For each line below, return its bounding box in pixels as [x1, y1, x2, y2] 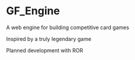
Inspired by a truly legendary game [6, 35, 92, 42]
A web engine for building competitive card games [6, 24, 129, 31]
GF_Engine [6, 4, 60, 18]
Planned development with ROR [6, 46, 83, 54]
